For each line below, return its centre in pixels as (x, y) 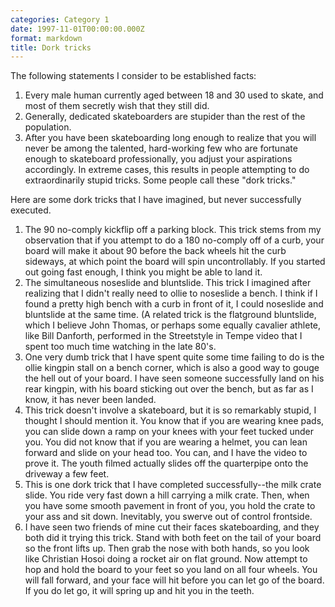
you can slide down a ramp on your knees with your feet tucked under (169, 432)
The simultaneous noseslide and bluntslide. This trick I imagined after (168, 283)
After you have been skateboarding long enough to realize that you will (170, 138)
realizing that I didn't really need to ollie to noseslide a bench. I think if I (171, 293)
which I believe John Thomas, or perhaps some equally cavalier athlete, (173, 325)
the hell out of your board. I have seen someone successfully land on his (174, 378)
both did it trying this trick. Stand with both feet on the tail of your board (173, 538)
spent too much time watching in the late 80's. (120, 347)
